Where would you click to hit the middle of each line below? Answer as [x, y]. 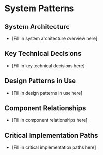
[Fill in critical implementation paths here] [54, 147]
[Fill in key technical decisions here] [48, 65]
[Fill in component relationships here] [50, 120]
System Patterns [39, 9]
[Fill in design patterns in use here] [47, 93]
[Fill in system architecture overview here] [54, 38]
